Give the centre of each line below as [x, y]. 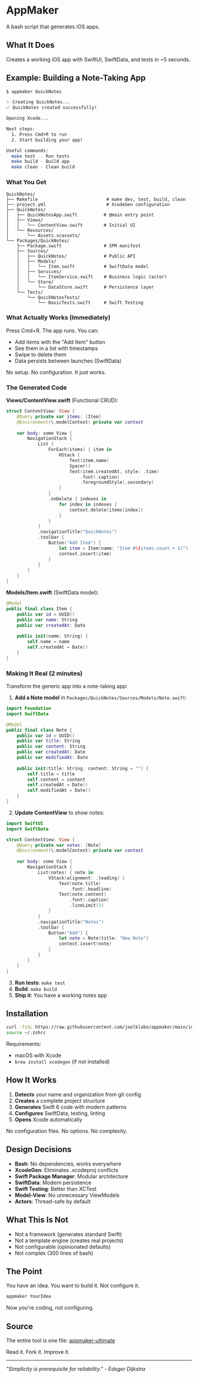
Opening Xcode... [27, 119]
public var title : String [49, 741]
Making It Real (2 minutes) [44, 673]
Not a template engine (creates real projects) [69, 1240]
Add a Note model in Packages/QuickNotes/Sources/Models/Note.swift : [101, 698]
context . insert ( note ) [85, 944]
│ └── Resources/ [30, 231]
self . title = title [51, 774]
